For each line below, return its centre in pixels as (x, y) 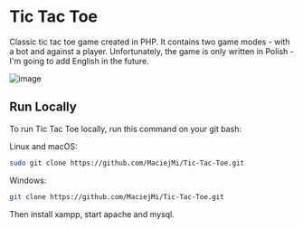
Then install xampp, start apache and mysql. (92, 214)
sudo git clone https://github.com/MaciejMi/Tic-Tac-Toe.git (127, 163)
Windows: (28, 180)
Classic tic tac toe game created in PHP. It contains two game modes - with (150, 42)
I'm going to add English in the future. (79, 61)
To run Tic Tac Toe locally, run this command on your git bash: (126, 129)
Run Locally (43, 107)
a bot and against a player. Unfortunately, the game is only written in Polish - (151, 51)
